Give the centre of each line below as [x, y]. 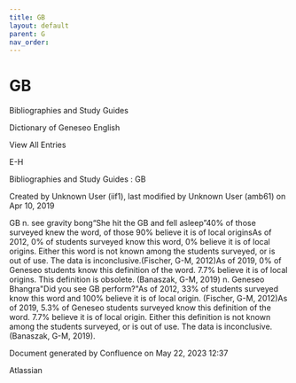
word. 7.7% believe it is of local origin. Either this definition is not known [140, 317]
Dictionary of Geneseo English [65, 128]
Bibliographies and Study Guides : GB [78, 179]
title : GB [27, 17]
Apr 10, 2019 [32, 206]
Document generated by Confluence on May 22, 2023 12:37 [119, 353]
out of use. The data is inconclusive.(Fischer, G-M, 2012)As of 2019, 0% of [145, 261]
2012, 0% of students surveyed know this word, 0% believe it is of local [140, 242]
